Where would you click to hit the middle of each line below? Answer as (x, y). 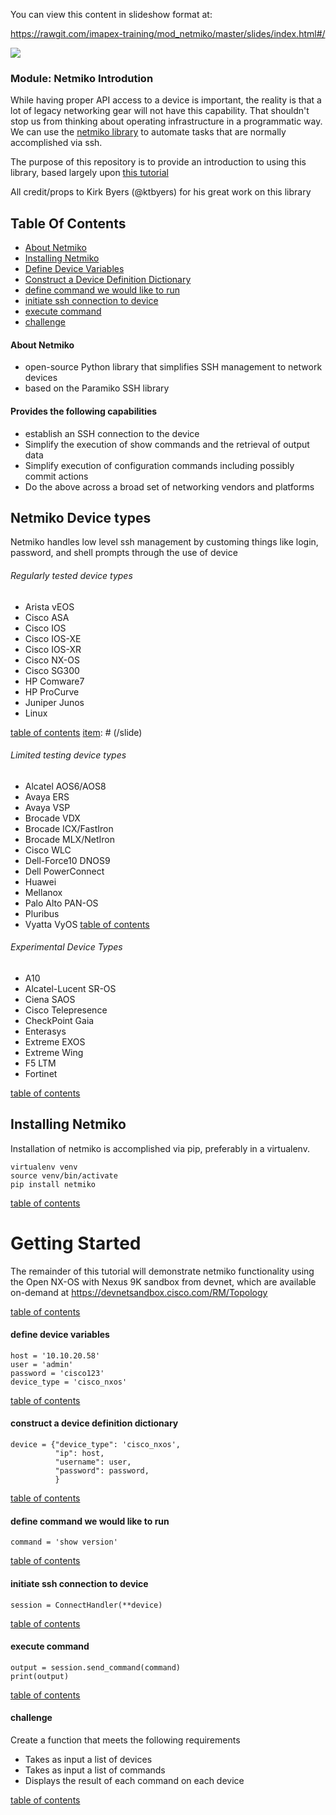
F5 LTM (40, 1063)
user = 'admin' (42, 1364)
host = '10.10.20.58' (55, 1355)
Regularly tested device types (71, 575)
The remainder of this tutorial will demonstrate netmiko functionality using (162, 1271)
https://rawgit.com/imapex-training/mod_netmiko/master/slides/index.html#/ (168, 33)
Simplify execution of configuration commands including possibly (159, 465)
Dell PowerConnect (64, 871)
